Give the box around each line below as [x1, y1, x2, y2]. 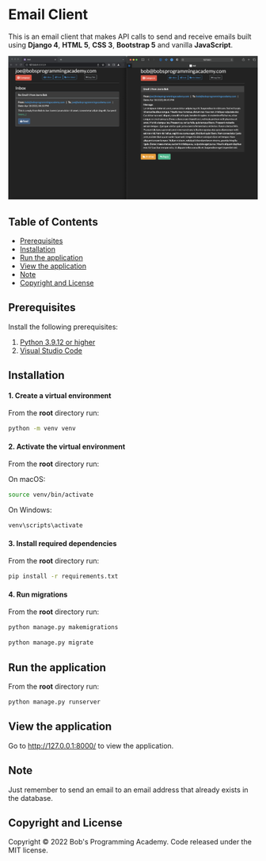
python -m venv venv [8, 425, 77, 433]
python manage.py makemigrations [8, 624, 119, 632]
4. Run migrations [8, 590, 68, 599]
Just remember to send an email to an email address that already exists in [8, 785, 249, 795]
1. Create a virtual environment [8, 390, 112, 400]
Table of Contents [8, 215, 99, 229]
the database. [8, 793, 54, 802]
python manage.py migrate [8, 639, 93, 647]
